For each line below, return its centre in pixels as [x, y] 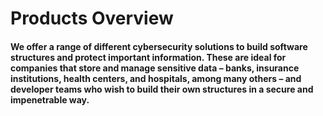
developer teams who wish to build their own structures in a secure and [162, 89]
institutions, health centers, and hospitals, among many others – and [156, 78]
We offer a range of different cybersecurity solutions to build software [159, 46]
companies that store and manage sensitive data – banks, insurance [155, 68]
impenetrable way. [50, 99]
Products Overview [92, 18]
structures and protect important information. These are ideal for [148, 57]
